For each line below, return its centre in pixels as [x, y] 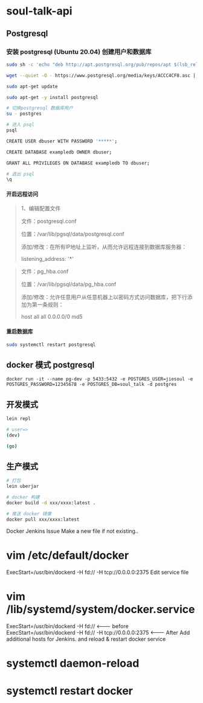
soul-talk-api [39, 11]
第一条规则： [48, 305]
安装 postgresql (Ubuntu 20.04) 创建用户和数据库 [79, 51]
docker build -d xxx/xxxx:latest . [51, 503]
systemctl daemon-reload [73, 663]
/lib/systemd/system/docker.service [101, 609]
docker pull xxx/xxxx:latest [43, 519]
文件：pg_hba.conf [45, 271]
